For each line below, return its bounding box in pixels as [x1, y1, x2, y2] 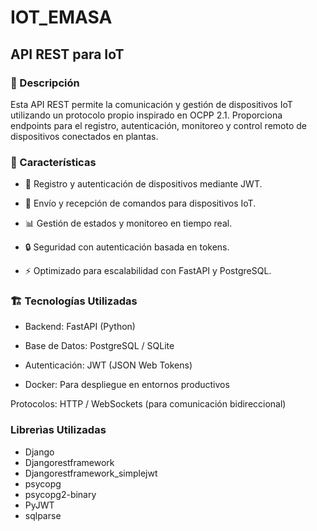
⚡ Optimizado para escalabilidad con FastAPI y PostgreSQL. [24, 265, 272, 277]
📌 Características [10, 155, 97, 169]
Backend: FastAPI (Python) [24, 321, 136, 333]
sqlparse [24, 509, 62, 521]
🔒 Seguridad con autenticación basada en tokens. [24, 241, 230, 253]
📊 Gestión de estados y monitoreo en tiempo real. [24, 217, 233, 230]
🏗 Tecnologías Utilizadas [10, 294, 138, 308]
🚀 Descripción [10, 76, 80, 90]
